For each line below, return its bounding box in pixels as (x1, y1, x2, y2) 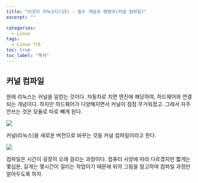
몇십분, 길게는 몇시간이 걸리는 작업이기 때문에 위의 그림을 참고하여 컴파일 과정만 (6, 163, 191, 170)
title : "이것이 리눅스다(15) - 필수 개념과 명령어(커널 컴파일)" (6, 8, 147, 15)
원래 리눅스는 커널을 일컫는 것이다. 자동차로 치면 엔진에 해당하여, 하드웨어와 (6, 93, 181, 100)
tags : (6, 36, 20, 42)
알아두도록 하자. (6, 170, 44, 177)
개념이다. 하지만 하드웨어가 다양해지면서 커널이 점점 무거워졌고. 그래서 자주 (17, 100, 191, 108)
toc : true (6, 47, 31, 53)
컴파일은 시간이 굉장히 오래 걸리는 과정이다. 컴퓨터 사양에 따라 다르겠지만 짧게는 (6, 155, 191, 162)
